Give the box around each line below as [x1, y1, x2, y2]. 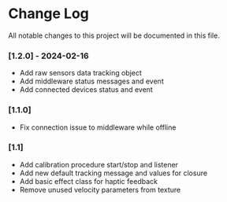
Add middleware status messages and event [19, 76, 164, 86]
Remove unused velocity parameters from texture [19, 185, 181, 194]
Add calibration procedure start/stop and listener [19, 160, 179, 169]
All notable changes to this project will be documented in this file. [8, 31, 221, 40]
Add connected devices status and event [19, 85, 154, 94]
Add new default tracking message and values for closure [19, 168, 207, 178]
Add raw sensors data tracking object [19, 68, 142, 78]
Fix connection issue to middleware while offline [19, 123, 177, 132]
